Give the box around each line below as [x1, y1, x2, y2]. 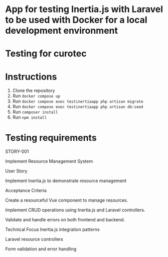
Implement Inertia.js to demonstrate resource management [5, 178, 127, 184]
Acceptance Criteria [5, 188, 47, 194]
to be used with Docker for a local [5, 14, 147, 26]
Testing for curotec [5, 48, 87, 59]
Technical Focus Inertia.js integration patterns [5, 226, 100, 232]
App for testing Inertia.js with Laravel [5, 4, 163, 15]
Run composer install [12, 109, 58, 115]
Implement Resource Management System [5, 158, 93, 164]
